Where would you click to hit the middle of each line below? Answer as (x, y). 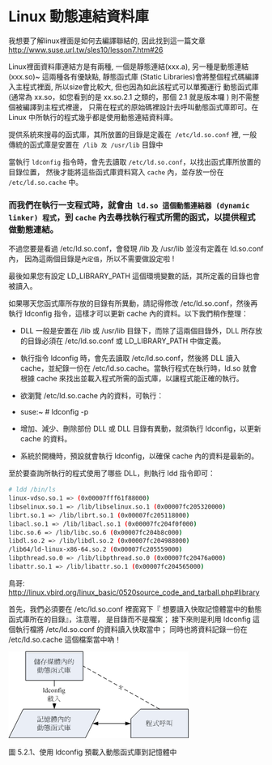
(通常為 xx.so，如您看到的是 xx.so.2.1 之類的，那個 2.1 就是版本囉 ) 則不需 (131, 97)
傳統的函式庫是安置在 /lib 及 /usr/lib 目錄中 (86, 144)
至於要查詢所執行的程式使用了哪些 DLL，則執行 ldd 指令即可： (112, 473)
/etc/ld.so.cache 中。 (46, 182)
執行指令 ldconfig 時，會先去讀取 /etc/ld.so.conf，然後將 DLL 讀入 (130, 359)
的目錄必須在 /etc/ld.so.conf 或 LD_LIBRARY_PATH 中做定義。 (123, 341)
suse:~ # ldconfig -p (54, 412)
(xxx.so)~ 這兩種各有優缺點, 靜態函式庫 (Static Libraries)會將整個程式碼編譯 (134, 76)
